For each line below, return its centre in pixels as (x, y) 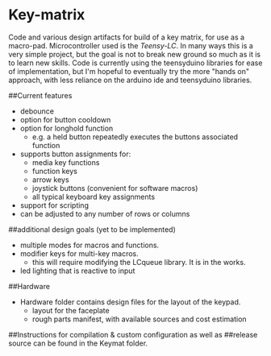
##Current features (40, 95)
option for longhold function (67, 128)
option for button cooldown (65, 119)
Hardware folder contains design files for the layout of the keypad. (130, 302)
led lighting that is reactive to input (77, 271)
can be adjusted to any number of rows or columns (105, 213)
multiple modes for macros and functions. (90, 245)
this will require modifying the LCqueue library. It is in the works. (139, 262)
